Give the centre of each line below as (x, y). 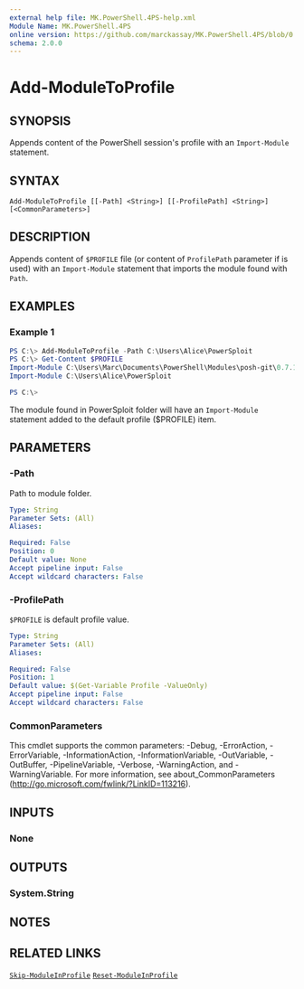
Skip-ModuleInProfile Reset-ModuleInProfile (94, 976)
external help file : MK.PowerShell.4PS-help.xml (103, 18)
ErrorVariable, (35, 755)
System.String (42, 893)
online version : (40, 34)
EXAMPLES (42, 307)
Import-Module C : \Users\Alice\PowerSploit (90, 376)
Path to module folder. (51, 493)
